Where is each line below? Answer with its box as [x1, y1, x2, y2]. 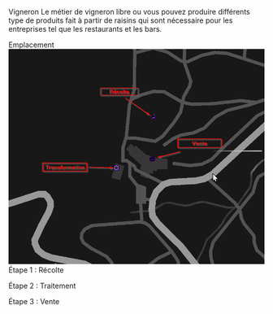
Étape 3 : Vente [8, 297, 60, 307]
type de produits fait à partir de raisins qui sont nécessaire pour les [8, 15, 233, 25]
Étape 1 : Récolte [8, 265, 64, 275]
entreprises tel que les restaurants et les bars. [8, 24, 162, 33]
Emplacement [8, 40, 54, 50]
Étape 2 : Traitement [8, 281, 76, 291]
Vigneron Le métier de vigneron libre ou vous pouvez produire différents [8, 7, 250, 16]
